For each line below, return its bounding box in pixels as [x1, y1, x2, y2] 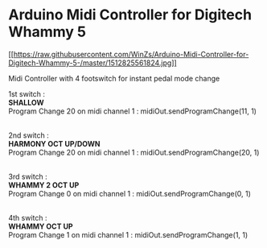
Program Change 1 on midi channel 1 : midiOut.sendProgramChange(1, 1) [8, 229, 249, 239]
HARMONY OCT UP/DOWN [8, 138, 101, 148]
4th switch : [8, 213, 47, 222]
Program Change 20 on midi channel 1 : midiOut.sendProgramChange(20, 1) [8, 147, 260, 157]
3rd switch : [8, 172, 48, 181]
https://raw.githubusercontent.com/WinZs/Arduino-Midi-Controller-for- [13, 49, 249, 59]
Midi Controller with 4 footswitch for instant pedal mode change [8, 73, 220, 83]
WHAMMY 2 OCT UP [8, 180, 80, 190]
